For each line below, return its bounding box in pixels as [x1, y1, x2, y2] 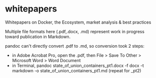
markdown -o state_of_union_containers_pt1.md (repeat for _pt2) [12, 67, 141, 73]
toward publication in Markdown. [5, 34, 71, 39]
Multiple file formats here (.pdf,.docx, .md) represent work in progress [5, 28, 144, 34]
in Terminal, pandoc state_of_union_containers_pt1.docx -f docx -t [12, 63, 144, 68]
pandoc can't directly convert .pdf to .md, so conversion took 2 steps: [5, 43, 144, 49]
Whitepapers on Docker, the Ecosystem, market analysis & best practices [5, 19, 152, 25]
